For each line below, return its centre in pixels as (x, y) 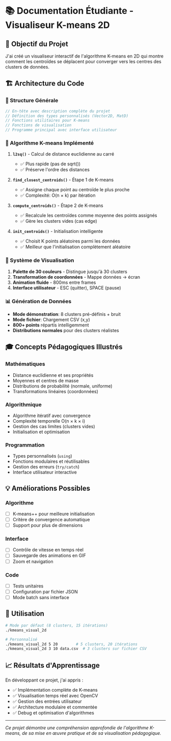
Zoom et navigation (33, 561)
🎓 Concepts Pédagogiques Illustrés (64, 347)
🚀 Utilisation (25, 614)
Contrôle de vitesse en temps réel (48, 550)
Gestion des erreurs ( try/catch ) (46, 467)
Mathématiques (25, 364)
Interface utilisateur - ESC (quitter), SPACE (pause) (67, 288)
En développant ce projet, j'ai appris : (44, 680)
